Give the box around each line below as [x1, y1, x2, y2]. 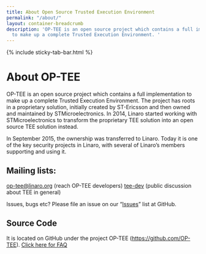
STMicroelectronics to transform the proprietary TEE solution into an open [6, 117, 194, 124]
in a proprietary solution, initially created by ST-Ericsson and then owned [6, 104, 191, 111]
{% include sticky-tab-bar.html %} [6, 48, 93, 56]
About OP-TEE [6, 70, 81, 84]
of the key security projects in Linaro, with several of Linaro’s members [6, 142, 185, 149]
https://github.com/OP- [131, 234, 191, 242]
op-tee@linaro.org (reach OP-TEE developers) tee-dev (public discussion [6, 182, 192, 189]
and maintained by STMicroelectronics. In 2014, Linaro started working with [6, 110, 197, 117]
